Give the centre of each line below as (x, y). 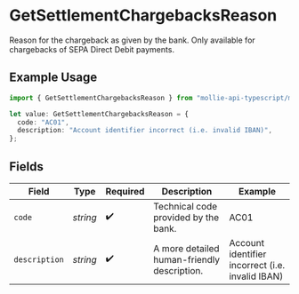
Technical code (186, 206)
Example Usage (53, 78)
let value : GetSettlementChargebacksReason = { (99, 114)
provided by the (186, 217)
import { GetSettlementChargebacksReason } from (101, 98)
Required (125, 191)
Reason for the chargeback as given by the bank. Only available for (132, 40)
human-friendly (187, 259)
